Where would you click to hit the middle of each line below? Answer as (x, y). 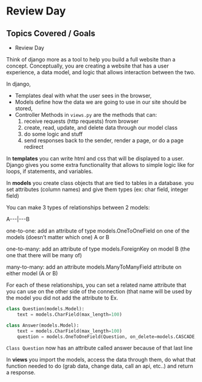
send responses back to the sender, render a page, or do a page (104, 140)
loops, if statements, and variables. (50, 171)
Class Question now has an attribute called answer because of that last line (99, 348)
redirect (34, 147)
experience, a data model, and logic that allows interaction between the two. (101, 72)
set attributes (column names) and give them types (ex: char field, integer (97, 189)
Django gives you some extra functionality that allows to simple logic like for (100, 165)
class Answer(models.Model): (43, 325)
